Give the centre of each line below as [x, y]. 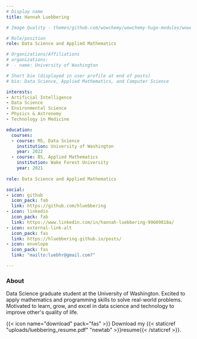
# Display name [25, 11]
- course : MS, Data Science [46, 141]
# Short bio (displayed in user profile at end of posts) [78, 76]
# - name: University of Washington [52, 65]
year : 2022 [30, 152]
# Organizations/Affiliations [43, 54]
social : [16, 189]
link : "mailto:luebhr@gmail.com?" [53, 255]
